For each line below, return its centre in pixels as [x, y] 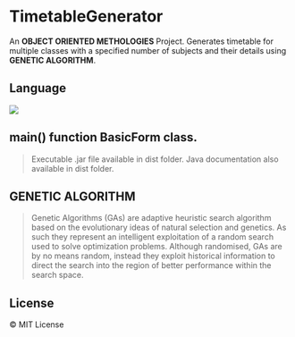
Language [38, 88]
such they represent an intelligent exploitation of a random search [152, 237]
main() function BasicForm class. [104, 137]
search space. [57, 275]
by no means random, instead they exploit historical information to [153, 256]
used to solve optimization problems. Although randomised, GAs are [157, 247]
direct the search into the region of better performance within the [151, 265]
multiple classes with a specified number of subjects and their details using [148, 50]
